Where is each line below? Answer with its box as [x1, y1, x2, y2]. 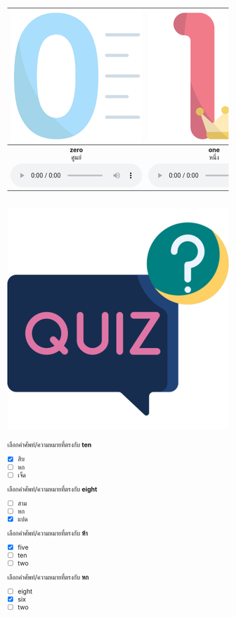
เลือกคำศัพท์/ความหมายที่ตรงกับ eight [7, 485, 98, 493]
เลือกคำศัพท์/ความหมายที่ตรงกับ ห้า [7, 529, 88, 537]
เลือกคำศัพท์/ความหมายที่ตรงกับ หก [7, 573, 89, 581]
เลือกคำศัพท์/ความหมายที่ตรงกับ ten [7, 441, 92, 449]
